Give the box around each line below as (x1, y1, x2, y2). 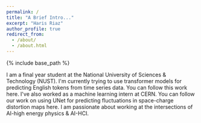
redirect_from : (6, 32, 45, 38)
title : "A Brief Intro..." (6, 15, 74, 21)
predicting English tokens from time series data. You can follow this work (6, 84, 188, 91)
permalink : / (6, 8, 39, 15)
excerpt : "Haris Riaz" (6, 20, 63, 26)
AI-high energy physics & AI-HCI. (6, 110, 89, 117)
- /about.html (11, 43, 47, 49)
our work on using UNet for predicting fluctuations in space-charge (6, 96, 174, 104)
